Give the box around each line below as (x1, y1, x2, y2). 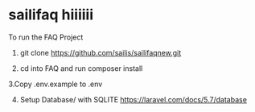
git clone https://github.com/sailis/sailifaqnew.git (19, 48, 182, 57)
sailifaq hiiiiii (8, 6, 94, 24)
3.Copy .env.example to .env (8, 79, 103, 89)
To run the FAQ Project (8, 32, 84, 42)
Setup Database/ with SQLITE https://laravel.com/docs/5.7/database (19, 94, 248, 104)
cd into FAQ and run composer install (19, 63, 143, 73)
